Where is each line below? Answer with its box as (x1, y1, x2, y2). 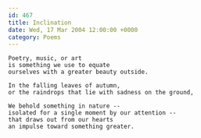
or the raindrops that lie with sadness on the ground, (8, 89, 194, 97)
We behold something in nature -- (8, 102, 121, 110)
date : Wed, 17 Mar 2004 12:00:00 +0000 (8, 26, 138, 34)
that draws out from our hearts (8, 116, 113, 124)
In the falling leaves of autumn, (8, 82, 121, 90)
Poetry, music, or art (8, 55, 82, 62)
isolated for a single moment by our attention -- (8, 109, 177, 117)
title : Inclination (8, 19, 72, 27)
